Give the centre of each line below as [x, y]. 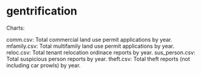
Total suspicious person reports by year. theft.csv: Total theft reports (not [98, 59]
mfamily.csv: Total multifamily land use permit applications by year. [90, 46]
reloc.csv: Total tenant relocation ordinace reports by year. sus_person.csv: [101, 52]
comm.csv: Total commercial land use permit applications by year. [89, 39]
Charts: [16, 28]
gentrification [42, 11]
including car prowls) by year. [44, 65]
